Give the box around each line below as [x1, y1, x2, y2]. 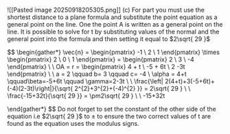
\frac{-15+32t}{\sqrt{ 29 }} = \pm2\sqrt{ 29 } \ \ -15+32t [7, 92, 165, 100]
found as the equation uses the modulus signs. [7, 120, 139, 127]
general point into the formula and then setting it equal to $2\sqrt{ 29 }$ [7, 35, 211, 43]
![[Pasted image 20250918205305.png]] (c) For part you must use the [7, 6, 205, 14]
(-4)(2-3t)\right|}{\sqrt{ [7, 85, 73, 92]
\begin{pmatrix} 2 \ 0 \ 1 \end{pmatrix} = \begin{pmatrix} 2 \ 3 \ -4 [7, 55, 194, 64]
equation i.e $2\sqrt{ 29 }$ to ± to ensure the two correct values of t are [7, 112, 211, 120]
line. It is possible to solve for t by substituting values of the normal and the [7, 27, 220, 36]
